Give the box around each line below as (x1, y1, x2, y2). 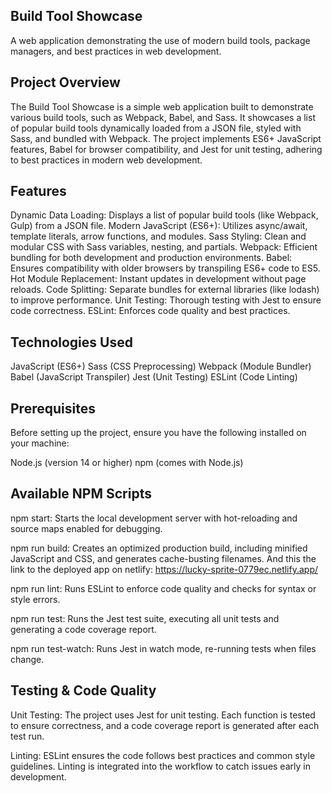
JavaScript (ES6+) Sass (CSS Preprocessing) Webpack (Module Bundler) (10, 360, 312, 373)
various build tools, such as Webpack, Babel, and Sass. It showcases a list (10, 111, 316, 123)
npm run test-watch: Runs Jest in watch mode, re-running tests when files (10, 642, 317, 654)
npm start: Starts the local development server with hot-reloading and (10, 512, 298, 524)
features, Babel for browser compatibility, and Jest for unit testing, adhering (10, 143, 323, 155)
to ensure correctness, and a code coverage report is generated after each (10, 719, 320, 731)
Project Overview (10, 74, 121, 91)
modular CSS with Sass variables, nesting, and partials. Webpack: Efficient (10, 241, 318, 253)
